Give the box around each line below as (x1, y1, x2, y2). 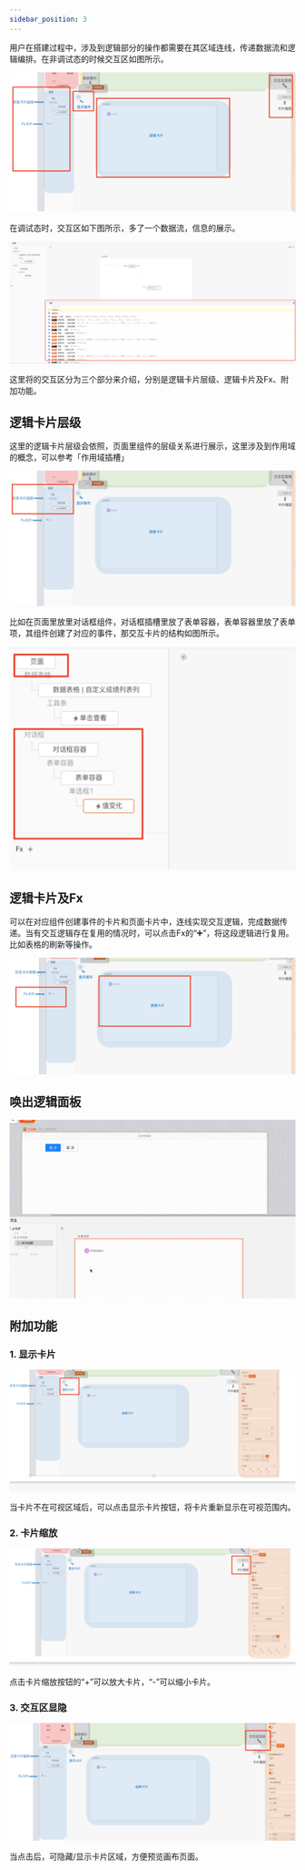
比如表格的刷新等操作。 (9, 939, 97, 950)
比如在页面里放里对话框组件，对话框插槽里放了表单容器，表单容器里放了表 (9, 616, 288, 627)
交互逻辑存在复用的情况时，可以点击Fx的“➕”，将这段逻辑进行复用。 (40, 928, 294, 939)
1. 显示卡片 (9, 1347, 56, 1360)
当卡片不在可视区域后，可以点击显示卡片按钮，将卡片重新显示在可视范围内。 (9, 1501, 296, 1512)
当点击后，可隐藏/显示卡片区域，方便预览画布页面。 (9, 1851, 204, 1862)
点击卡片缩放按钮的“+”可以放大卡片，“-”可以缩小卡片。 (9, 1676, 216, 1687)
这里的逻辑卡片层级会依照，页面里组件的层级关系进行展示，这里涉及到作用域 (9, 441, 296, 452)
